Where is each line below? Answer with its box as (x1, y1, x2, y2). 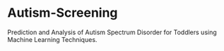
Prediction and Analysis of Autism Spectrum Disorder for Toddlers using (7, 28, 217, 36)
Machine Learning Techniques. (7, 35, 98, 43)
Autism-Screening (7, 5, 118, 21)
